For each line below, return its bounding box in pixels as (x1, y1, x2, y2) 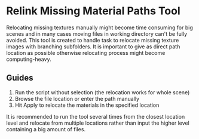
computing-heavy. (6, 55, 52, 63)
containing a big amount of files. (6, 125, 85, 132)
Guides (6, 73, 34, 83)
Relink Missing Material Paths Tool (6, 4, 180, 18)
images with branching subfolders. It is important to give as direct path (6, 43, 180, 50)
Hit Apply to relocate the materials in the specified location (14, 101, 160, 109)
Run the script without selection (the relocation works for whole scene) (14, 88, 190, 96)
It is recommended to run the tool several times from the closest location (6, 113, 185, 120)
